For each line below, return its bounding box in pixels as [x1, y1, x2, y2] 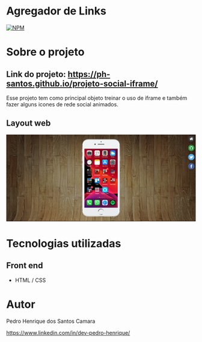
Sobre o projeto [6, 45, 85, 59]
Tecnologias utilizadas [6, 236, 121, 250]
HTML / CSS [14, 276, 46, 284]
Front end [6, 260, 43, 271]
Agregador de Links [6, 4, 106, 18]
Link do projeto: [6, 69, 66, 79]
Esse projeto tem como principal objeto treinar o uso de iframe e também [6, 94, 188, 102]
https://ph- [67, 69, 111, 79]
